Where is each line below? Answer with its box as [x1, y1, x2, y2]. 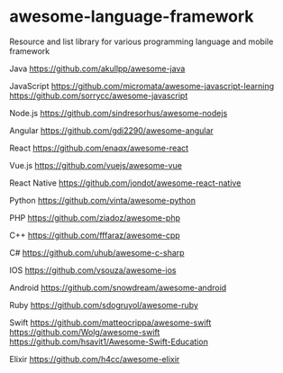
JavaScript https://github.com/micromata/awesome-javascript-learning [9, 80, 275, 91]
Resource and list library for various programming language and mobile [9, 36, 274, 47]
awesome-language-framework [9, 6, 254, 27]
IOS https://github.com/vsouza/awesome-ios [9, 264, 177, 276]
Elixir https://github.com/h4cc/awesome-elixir [9, 353, 180, 364]
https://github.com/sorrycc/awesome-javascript [9, 90, 188, 101]
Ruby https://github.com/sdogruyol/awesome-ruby [9, 299, 198, 310]
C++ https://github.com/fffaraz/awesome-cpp [9, 230, 180, 241]
